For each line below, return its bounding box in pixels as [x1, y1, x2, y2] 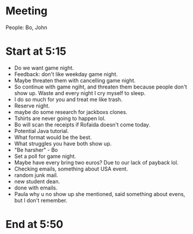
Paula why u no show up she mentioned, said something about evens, [14, 190, 185, 197]
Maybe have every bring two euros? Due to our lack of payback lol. [14, 159, 179, 166]
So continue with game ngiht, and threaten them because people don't [14, 83, 188, 90]
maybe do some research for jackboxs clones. [14, 108, 128, 115]
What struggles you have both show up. [14, 140, 112, 147]
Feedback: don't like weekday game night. [14, 70, 118, 78]
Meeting [5, 4, 48, 18]
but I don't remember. [14, 197, 68, 204]
